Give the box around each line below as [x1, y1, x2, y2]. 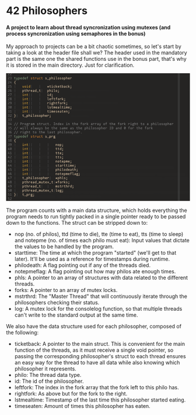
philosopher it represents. [14, 365, 77, 372]
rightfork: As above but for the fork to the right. [14, 390, 128, 397]
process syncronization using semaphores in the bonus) [6, 30, 146, 37]
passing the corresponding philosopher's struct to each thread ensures [14, 353, 186, 360]
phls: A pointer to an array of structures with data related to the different [14, 274, 188, 282]
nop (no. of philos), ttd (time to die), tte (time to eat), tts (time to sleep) [14, 231, 184, 238]
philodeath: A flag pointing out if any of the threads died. [14, 262, 150, 269]
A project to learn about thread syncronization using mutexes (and [6, 23, 171, 30]
